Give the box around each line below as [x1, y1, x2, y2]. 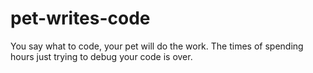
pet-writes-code [10, 7, 151, 30]
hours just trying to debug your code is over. [10, 50, 193, 62]
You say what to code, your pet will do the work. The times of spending [10, 40, 304, 52]
